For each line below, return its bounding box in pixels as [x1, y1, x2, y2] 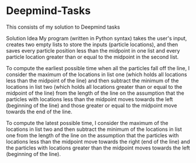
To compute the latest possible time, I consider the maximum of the [6, 119, 169, 126]
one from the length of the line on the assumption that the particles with [6, 131, 180, 138]
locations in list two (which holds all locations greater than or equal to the [6, 83, 183, 90]
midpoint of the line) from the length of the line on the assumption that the [6, 89, 184, 96]
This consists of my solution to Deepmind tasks [6, 23, 121, 30]
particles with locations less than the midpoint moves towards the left [6, 95, 173, 103]
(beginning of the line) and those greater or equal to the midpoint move [6, 102, 177, 109]
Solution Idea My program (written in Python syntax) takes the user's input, [6, 34, 187, 41]
